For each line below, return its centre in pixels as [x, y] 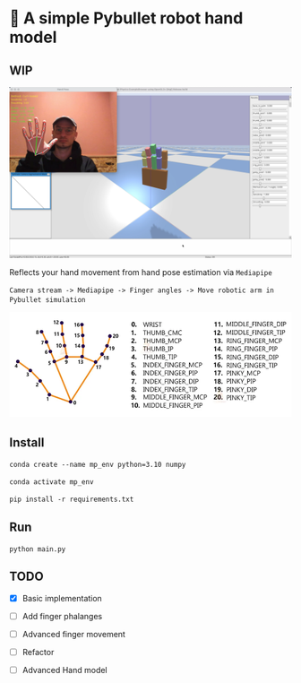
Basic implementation [62, 598]
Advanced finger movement [73, 634]
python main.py [38, 549]
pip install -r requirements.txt [72, 500]
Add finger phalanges [62, 616]
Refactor [38, 652]
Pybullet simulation [48, 300]
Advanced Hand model [64, 670]
